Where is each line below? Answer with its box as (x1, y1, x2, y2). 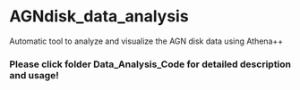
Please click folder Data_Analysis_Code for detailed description (9, 58, 292, 70)
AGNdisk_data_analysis (9, 6, 190, 27)
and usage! (9, 69, 60, 81)
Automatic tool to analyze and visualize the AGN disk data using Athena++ (9, 36, 284, 46)
